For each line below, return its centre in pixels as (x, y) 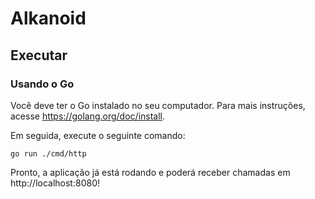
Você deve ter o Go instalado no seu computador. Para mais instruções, (158, 105)
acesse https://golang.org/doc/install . (88, 116)
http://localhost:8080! (55, 183)
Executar (39, 55)
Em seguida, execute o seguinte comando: (98, 135)
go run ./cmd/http (48, 153)
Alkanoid (48, 18)
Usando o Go (42, 84)
